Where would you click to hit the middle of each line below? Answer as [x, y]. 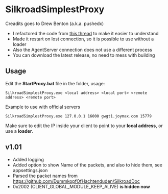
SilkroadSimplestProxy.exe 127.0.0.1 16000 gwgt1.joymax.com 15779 [79, 116]
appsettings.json [30, 170]
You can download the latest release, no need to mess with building [84, 55]
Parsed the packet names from [45, 176]
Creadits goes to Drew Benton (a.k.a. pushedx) [55, 23]
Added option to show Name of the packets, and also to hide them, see [87, 165]
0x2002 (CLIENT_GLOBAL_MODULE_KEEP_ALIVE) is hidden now [81, 186]
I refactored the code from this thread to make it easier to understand [86, 33]
